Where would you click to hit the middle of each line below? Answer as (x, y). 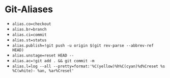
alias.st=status (29, 40)
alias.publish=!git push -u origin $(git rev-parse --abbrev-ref (83, 45)
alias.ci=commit (29, 35)
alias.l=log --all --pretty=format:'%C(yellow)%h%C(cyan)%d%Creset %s (89, 66)
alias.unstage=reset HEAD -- (43, 55)
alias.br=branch (29, 29)
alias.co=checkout (32, 24)
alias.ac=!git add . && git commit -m (53, 61)
